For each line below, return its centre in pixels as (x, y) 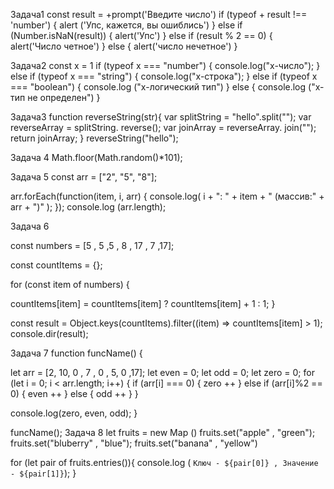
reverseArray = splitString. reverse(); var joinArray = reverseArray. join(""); (163, 127)
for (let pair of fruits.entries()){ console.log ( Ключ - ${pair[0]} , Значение (164, 462)
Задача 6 (30, 226)
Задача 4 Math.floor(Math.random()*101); (96, 157)
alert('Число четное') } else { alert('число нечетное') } (124, 46)
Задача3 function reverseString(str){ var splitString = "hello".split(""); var (161, 117)
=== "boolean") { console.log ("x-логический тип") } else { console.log (158, 87)
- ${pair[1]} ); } (43, 473)
